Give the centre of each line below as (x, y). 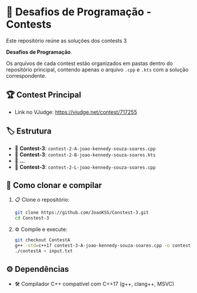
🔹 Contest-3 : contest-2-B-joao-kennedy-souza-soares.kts (85, 154)
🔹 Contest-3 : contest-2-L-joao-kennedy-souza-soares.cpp (85, 167)
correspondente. (26, 76)
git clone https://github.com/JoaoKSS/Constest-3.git (81, 213)
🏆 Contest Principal (44, 95)
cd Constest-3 (32, 218)
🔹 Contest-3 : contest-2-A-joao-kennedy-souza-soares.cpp (85, 148)
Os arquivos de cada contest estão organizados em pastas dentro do (89, 63)
